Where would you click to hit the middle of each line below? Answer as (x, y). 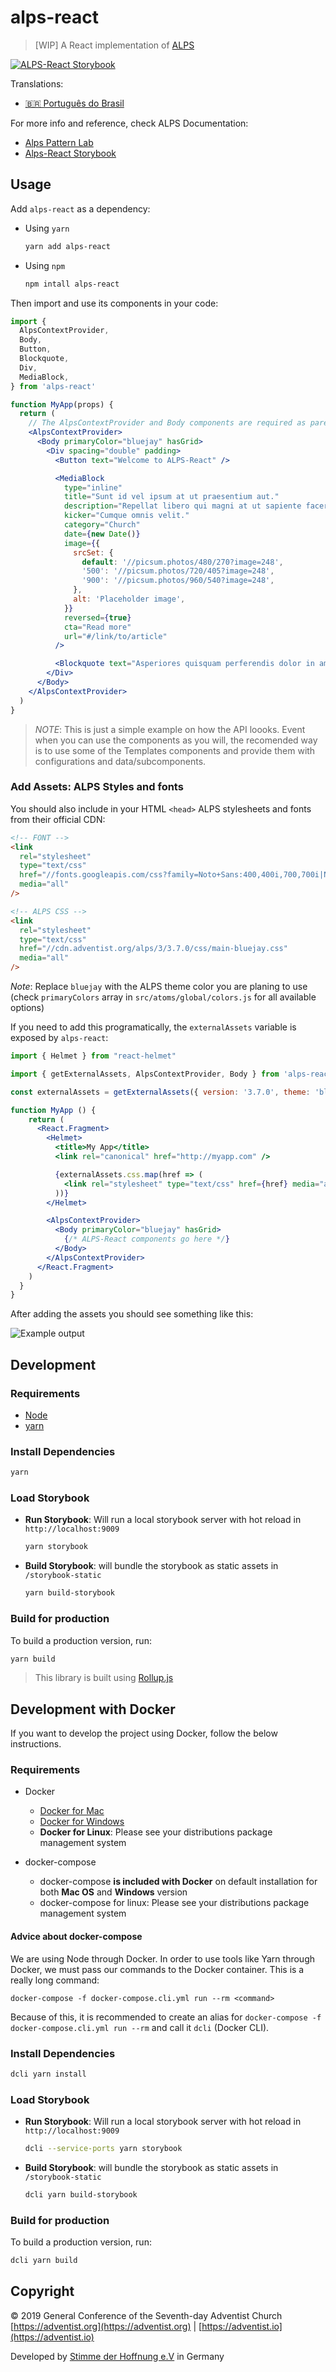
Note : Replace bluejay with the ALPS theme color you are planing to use (159, 987)
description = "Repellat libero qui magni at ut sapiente (182, 506)
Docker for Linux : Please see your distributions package (156, 1832)
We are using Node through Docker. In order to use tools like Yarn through (163, 1958)
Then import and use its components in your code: (114, 303)
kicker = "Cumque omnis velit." (126, 516)
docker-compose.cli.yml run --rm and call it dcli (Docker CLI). (140, 2027)
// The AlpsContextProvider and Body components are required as (167, 423)
